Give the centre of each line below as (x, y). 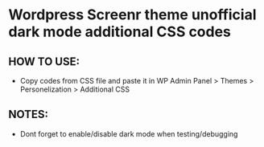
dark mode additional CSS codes (120, 32)
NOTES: (29, 114)
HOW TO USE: (44, 61)
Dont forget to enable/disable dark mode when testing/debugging (129, 133)
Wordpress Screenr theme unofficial (132, 15)
